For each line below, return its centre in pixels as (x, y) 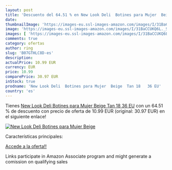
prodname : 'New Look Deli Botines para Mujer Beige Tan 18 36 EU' (83, 86)
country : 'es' (20, 91)
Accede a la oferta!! (26, 146)
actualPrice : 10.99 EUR (31, 62)
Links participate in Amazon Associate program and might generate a (78, 156)
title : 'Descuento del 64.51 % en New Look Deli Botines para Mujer (81, 15)
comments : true (21, 39)
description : (19, 58)
